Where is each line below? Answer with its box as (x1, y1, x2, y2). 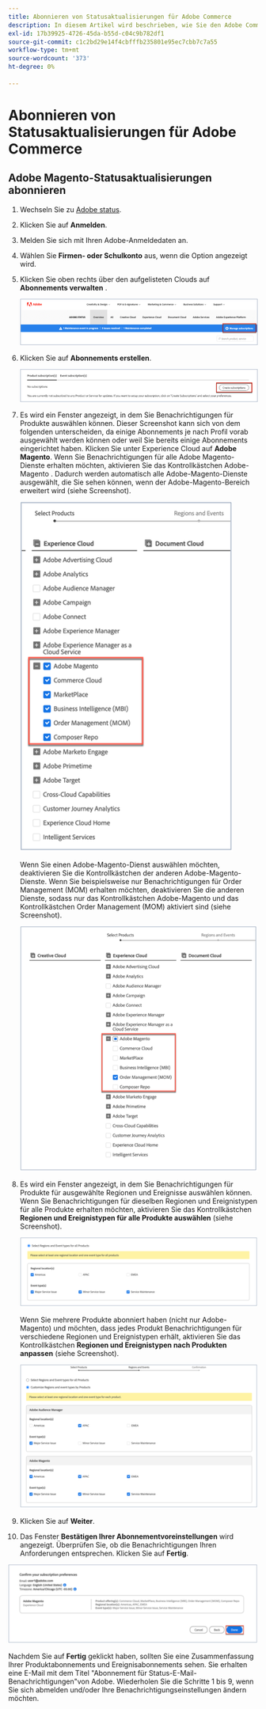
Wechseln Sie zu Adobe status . (19, 204, 122, 214)
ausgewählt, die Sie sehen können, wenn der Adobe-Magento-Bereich (19, 477, 250, 487)
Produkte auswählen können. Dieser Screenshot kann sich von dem (19, 419, 241, 428)
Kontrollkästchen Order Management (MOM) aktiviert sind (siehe (19, 902, 231, 912)
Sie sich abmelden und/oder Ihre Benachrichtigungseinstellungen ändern (8, 1684, 247, 1694)
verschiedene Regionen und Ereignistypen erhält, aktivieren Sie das (19, 1332, 241, 1342)
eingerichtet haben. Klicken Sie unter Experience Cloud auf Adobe (19, 444, 237, 454)
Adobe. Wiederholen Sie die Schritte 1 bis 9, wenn (90, 1677, 254, 1686)
